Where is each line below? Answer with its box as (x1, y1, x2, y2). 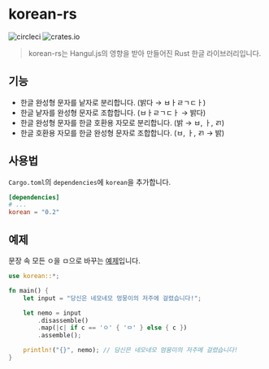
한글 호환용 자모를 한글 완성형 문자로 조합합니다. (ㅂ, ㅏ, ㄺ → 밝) (20, 127, 225, 138)
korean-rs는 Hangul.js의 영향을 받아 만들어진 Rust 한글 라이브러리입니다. (28, 48, 262, 58)
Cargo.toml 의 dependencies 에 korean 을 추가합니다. (8, 177, 171, 187)
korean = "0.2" (8, 208, 60, 217)
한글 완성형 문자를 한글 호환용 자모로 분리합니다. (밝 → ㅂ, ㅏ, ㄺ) (20, 118, 225, 127)
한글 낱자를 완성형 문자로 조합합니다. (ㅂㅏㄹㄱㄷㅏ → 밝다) (20, 107, 206, 118)
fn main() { (8, 286, 49, 294)
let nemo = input (23, 309, 82, 317)
